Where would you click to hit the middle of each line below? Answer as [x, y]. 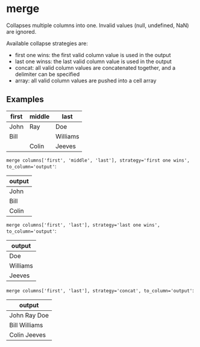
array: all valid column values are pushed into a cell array [86, 81]
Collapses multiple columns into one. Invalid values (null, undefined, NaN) [98, 25]
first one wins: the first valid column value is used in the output [93, 55]
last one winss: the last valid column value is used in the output [93, 61]
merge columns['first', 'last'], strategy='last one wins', [83, 225]
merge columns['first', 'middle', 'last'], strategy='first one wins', [98, 160]
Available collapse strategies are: [47, 43]
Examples [25, 100]
